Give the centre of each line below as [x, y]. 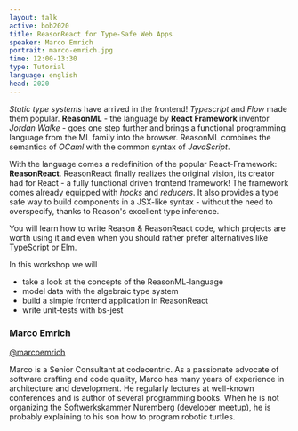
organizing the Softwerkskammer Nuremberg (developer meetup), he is [140, 407]
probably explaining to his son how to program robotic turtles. [122, 416]
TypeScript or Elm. [43, 247]
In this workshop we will [53, 264]
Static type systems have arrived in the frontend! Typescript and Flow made [148, 108]
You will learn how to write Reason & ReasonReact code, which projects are [148, 228]
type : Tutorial [37, 68]
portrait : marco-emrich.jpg [61, 51]
